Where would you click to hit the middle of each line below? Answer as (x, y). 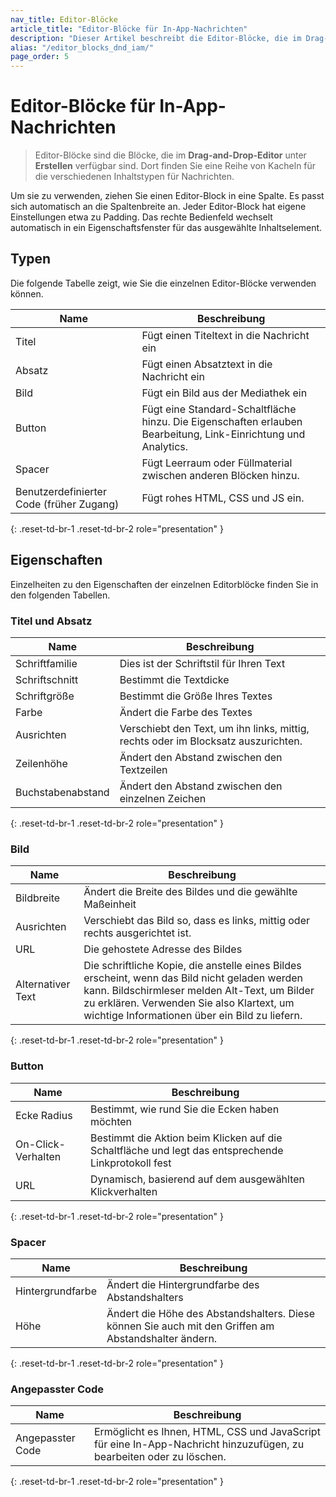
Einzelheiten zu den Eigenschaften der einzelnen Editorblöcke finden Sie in (164, 584)
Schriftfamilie (46, 663)
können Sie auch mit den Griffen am (190, 1326)
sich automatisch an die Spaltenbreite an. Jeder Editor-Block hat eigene (158, 207)
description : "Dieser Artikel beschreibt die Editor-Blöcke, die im (156, 38)
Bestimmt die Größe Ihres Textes (196, 696)
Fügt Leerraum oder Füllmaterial (217, 463)
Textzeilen (143, 769)
